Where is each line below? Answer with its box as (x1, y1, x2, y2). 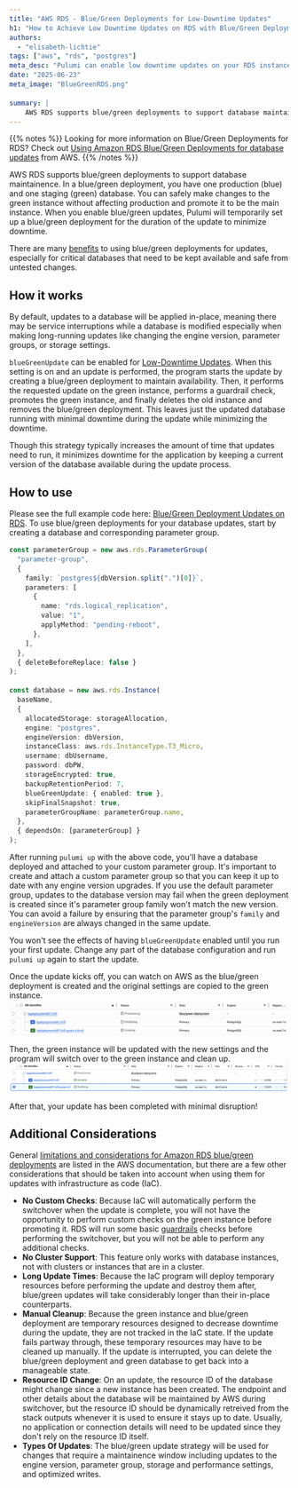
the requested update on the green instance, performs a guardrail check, (9, 385, 276, 396)
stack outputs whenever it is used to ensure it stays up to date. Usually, (21, 1413, 283, 1423)
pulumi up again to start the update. (9, 954, 139, 964)
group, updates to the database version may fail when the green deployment (9, 890, 289, 900)
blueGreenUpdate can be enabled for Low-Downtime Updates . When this (9, 357, 272, 368)
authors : (9, 33, 42, 42)
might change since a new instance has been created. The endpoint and (21, 1384, 286, 1395)
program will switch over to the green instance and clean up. (9, 1053, 231, 1064)
